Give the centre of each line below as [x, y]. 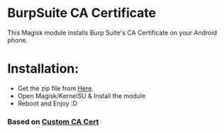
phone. [18, 40]
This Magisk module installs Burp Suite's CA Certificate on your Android [112, 33]
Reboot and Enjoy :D [47, 103]
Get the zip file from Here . [56, 88]
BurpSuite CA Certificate [82, 13]
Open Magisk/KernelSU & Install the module [82, 96]
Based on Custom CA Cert [53, 122]
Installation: [43, 69]
